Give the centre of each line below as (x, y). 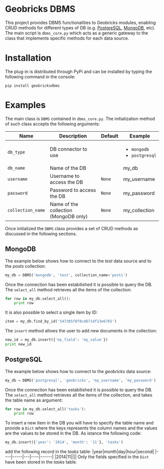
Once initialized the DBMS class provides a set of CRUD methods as (72, 228)
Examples (25, 105)
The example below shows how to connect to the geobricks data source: (78, 371)
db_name (16, 168)
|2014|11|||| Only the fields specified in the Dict (102, 457)
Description (73, 136)
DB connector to (68, 149)
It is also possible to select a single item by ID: (51, 312)
